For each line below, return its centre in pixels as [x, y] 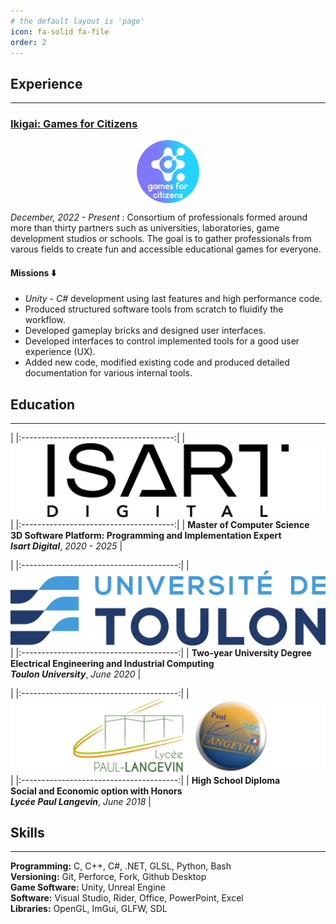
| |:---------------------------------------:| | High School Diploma [145, 780]
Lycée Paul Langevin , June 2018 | [81, 801]
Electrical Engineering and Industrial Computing [112, 663]
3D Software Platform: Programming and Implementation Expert [146, 536]
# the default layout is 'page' [77, 21]
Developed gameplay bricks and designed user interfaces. [145, 331]
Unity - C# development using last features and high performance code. [173, 299]
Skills [27, 833]
